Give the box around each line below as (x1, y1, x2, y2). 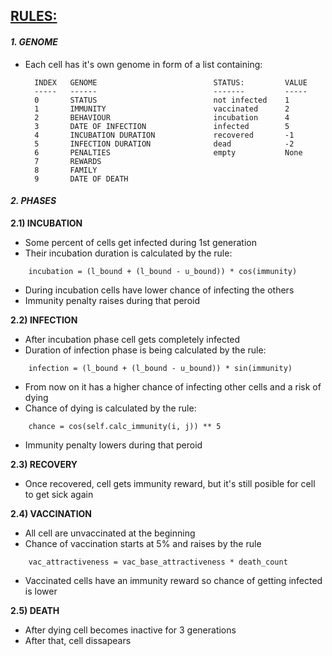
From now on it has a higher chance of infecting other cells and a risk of (24, 380, 322, 393)
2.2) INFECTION (10, 314, 78, 326)
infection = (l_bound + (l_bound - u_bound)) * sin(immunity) (28, 363, 293, 373)
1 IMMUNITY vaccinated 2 (34, 104, 290, 114)
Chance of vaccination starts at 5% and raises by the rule (24, 537, 262, 549)
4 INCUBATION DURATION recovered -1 (34, 130, 295, 140)
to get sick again (24, 488, 94, 500)
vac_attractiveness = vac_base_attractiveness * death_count (28, 557, 288, 567)
